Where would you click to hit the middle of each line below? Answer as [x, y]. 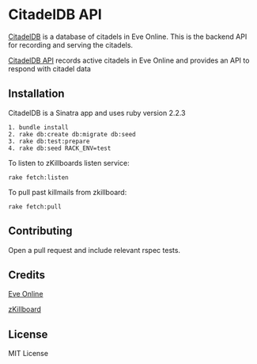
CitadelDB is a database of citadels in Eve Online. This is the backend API [128, 36]
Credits [27, 275]
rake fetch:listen [38, 177]
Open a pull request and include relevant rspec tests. [94, 250]
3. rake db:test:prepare [49, 141]
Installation [36, 94]
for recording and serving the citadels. [70, 44]
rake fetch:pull [35, 207]
